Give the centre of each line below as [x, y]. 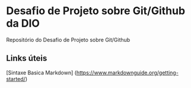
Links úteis [27, 58]
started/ [16, 79]
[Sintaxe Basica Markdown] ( [42, 73]
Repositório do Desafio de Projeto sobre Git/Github [68, 40]
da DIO [23, 23]
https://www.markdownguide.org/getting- [128, 73]
